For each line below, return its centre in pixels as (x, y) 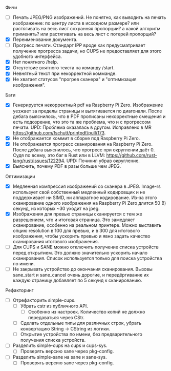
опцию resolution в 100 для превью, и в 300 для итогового (76, 230)
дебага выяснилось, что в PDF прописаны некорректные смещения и (89, 116)
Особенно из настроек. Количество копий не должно (87, 312)
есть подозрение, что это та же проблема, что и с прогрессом (82, 122)
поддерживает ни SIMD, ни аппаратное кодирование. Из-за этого (85, 198)
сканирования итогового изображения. (56, 241)
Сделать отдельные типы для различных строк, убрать (81, 323)
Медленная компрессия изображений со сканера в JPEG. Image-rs (87, 186)
